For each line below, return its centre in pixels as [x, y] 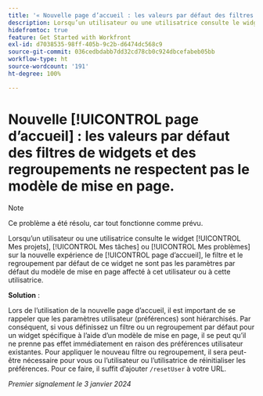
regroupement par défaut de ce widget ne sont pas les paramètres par [122, 263]
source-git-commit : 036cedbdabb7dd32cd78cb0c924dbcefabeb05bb [112, 52]
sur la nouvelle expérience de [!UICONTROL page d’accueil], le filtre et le [126, 255]
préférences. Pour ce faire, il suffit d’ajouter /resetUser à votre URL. [117, 369]
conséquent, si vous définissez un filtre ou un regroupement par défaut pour [131, 327]
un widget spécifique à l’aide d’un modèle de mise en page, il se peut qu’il [127, 335]
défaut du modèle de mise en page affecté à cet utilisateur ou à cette [119, 271]
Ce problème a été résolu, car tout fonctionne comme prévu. [106, 223]
